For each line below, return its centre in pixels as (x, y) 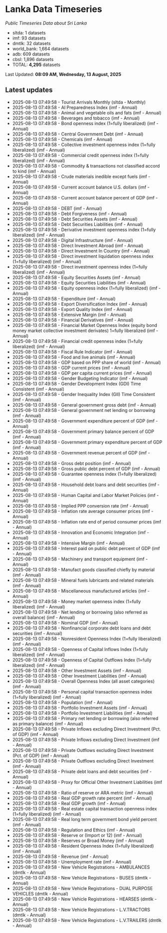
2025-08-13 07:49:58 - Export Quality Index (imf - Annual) (73, 309)
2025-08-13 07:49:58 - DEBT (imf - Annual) (57, 208)
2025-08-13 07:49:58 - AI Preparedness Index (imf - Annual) (75, 107)
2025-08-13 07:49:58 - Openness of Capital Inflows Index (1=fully (80, 649)
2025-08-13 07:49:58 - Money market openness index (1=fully (77, 601)
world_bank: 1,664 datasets (41, 48)
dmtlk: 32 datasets (31, 43)
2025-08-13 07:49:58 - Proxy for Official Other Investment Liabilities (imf (87, 782)
